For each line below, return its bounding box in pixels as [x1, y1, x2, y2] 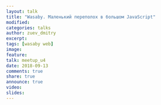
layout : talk [6, 8, 38, 15]
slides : [6, 90, 25, 96]
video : [6, 85, 22, 90]
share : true [6, 73, 35, 79]
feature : [6, 52, 28, 58]
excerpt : [6, 36, 28, 41]
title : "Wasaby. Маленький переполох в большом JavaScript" [6, 14, 156, 20]
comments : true [6, 68, 43, 74]
